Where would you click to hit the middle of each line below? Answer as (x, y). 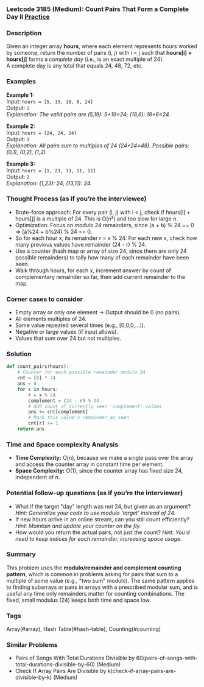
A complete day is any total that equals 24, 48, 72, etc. (75, 66)
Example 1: (20, 95)
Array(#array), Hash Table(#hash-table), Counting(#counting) (84, 629)
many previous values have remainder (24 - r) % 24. (81, 244)
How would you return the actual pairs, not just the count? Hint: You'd (102, 532)
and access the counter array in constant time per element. (90, 464)
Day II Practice (28, 16)
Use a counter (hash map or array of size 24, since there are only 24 (101, 251)
